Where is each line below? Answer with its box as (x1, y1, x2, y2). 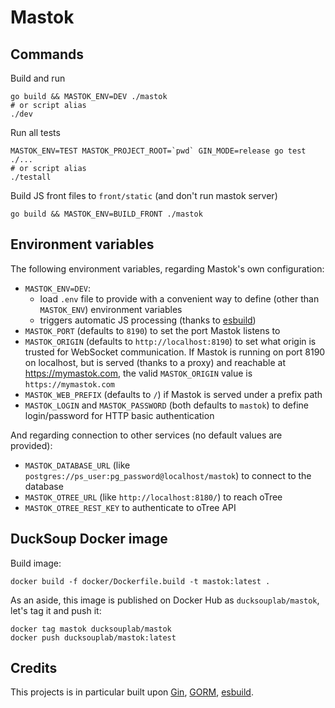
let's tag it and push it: (10, 604, 102, 616)
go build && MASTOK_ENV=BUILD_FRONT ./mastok (10, 209, 203, 219)
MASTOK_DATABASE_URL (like (24, 459, 131, 471)
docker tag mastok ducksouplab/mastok (10, 624, 172, 634)
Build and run (10, 72, 66, 84)
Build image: (10, 557, 62, 569)
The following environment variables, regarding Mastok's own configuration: (10, 262, 325, 275)
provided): (10, 439, 53, 451)
